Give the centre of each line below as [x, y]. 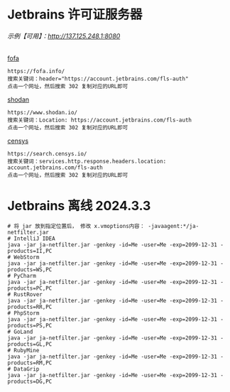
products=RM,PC [30, 363]
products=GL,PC [30, 344]
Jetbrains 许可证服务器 [75, 15]
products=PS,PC [30, 326]
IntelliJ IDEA [34, 239]
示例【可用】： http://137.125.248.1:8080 [64, 36]
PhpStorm [27, 313]
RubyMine [27, 351]
